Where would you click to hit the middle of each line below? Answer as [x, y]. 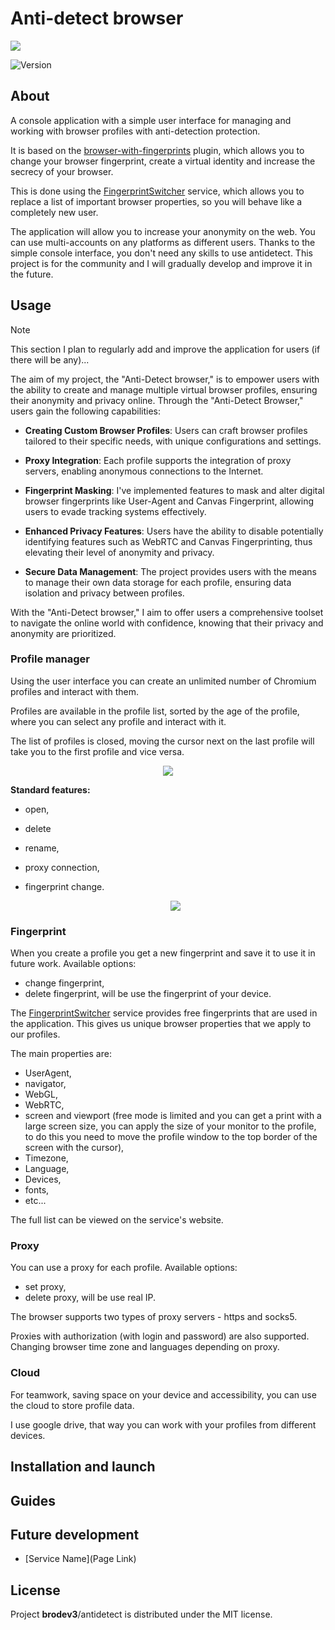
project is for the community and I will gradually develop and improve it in [161, 263]
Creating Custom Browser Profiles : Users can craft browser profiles [166, 430]
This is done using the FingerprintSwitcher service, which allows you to [157, 191]
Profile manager [50, 659]
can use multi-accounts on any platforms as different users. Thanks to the [163, 242]
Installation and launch [83, 1467]
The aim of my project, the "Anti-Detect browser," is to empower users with [165, 379]
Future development [75, 1534]
